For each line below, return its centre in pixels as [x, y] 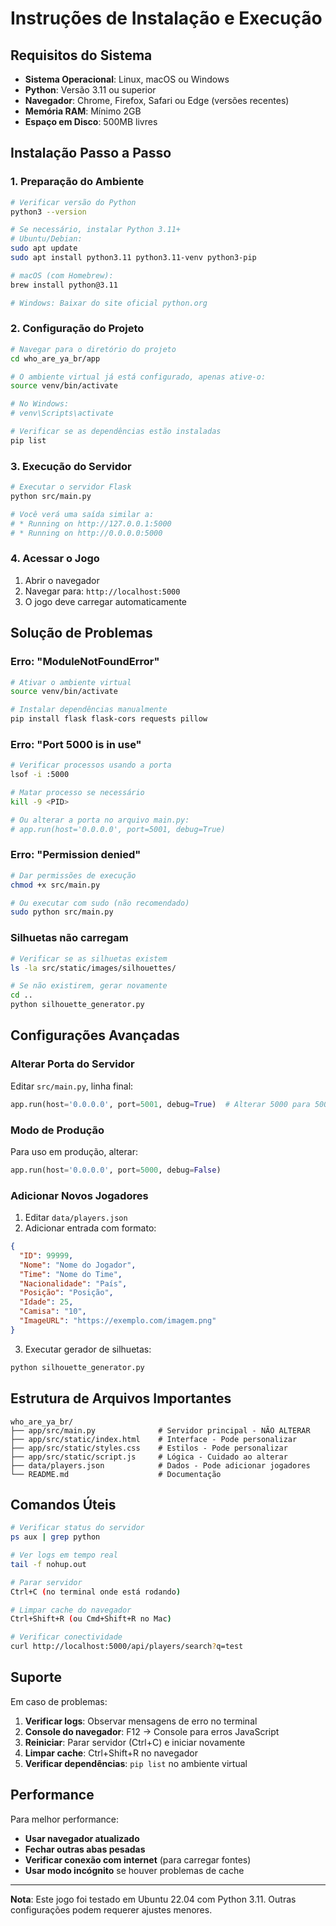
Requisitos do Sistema [81, 55]
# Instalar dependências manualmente [89, 710]
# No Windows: [40, 404]
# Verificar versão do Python [73, 202]
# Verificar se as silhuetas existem [89, 958]
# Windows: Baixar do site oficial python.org [109, 303]
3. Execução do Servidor [71, 466]
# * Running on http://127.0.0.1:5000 [91, 523]
